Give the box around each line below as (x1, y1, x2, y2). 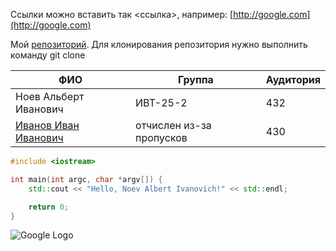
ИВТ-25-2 (135, 96, 188, 109)
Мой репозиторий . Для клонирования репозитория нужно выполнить (10, 39, 308, 50)
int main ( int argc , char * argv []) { (10, 174, 163, 184)
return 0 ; (28, 202, 70, 212)
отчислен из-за (135, 119, 212, 132)
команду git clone (10, 49, 86, 61)
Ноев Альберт (15, 90, 85, 103)
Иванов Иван (15, 119, 80, 132)
